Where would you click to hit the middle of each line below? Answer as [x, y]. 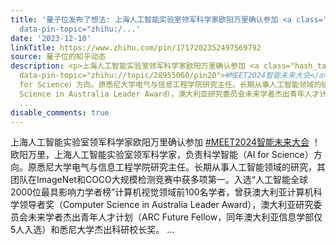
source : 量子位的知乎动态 [58, 57]
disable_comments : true [60, 112]
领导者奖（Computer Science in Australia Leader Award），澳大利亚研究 [166, 205]
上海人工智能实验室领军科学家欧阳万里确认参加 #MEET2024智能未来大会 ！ [165, 142]
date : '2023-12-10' [51, 38]
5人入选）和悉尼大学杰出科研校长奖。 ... [92, 230]
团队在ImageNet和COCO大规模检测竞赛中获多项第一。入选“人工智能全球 [159, 180]
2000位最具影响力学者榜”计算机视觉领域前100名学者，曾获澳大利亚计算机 [162, 192]
